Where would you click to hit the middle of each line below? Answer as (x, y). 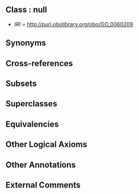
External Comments (43, 185)
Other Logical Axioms (46, 145)
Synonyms (26, 43)
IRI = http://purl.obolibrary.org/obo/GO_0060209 (74, 24)
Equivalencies (32, 124)
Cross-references (40, 63)
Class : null (26, 10)
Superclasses (31, 104)
